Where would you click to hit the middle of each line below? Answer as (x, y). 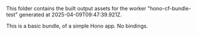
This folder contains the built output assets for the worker (76, 8)
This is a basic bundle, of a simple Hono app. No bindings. (77, 26)
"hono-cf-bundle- (169, 8)
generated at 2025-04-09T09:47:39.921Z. (71, 15)
